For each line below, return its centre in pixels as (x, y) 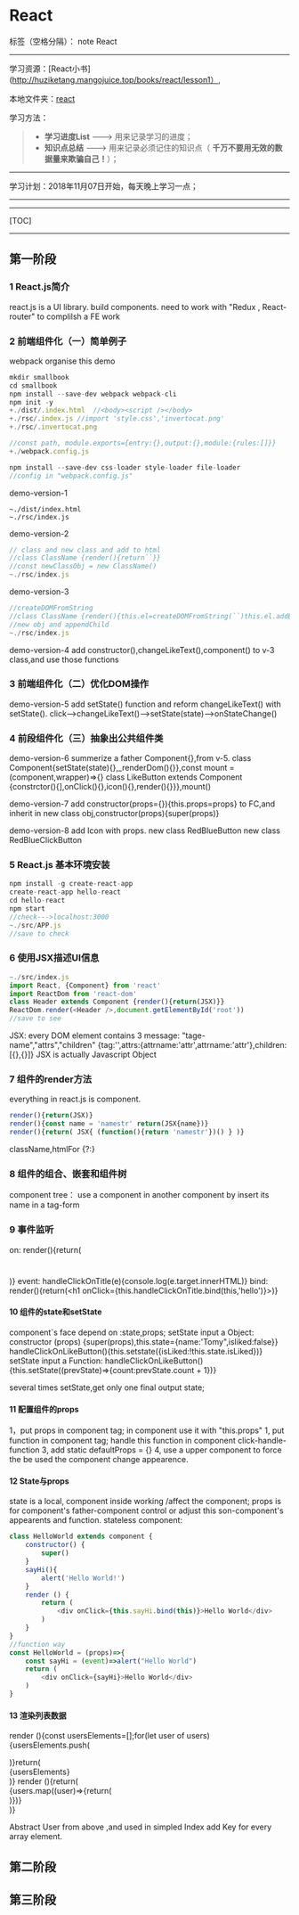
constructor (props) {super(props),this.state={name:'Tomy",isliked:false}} (144, 1342)
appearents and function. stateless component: (96, 1520)
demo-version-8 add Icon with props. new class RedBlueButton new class (145, 831)
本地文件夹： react (42, 98)
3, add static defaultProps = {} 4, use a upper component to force (162, 1450)
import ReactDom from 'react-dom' (73, 994)
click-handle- (262, 1441)
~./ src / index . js (39, 977)
